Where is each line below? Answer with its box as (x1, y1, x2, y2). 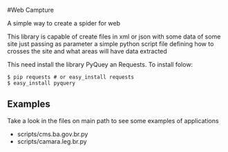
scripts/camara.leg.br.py (17, 137, 88, 145)
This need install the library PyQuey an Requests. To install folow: (7, 61, 193, 68)
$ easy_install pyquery (7, 80, 76, 87)
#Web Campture (7, 6, 54, 14)
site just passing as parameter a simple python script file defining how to (7, 40, 214, 47)
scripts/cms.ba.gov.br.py (17, 130, 88, 138)
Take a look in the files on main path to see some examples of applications (7, 116, 219, 124)
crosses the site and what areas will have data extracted (7, 47, 167, 55)
